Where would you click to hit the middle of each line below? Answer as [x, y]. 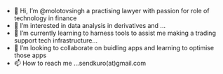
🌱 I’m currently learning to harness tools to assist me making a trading [115, 33]
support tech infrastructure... [56, 40]
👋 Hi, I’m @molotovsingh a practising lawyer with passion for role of [111, 11]
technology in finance [45, 18]
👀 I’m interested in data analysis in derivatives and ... [90, 25]
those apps [30, 55]
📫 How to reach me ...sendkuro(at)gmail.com [80, 63]
